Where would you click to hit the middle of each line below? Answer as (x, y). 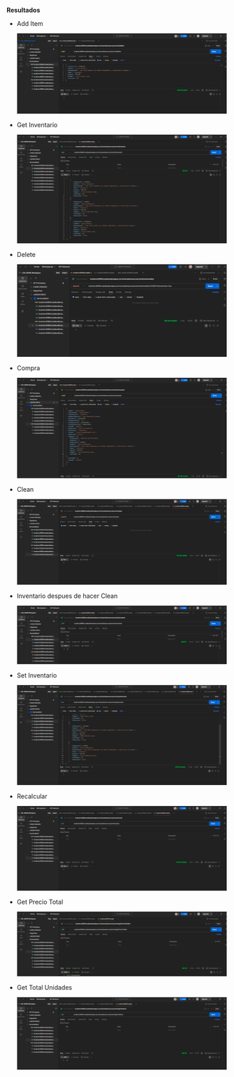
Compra (28, 368)
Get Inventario (37, 125)
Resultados (23, 10)
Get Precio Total (40, 902)
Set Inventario (37, 675)
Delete (26, 254)
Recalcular (32, 796)
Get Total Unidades (44, 987)
